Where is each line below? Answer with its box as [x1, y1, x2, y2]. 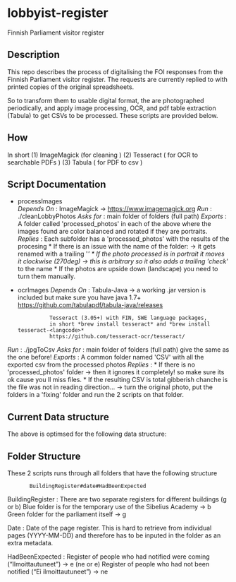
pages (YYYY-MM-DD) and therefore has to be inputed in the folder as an [7, 531, 221, 540]
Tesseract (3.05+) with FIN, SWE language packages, [49, 314, 208, 322]
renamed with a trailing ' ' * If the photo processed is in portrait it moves [17, 249, 225, 259]
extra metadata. [7, 539, 54, 547]
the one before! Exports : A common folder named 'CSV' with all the [7, 353, 204, 362]
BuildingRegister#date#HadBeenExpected [29, 482, 147, 489]
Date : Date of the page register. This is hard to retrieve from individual [7, 524, 212, 532]
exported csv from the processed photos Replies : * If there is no [7, 360, 196, 369]
